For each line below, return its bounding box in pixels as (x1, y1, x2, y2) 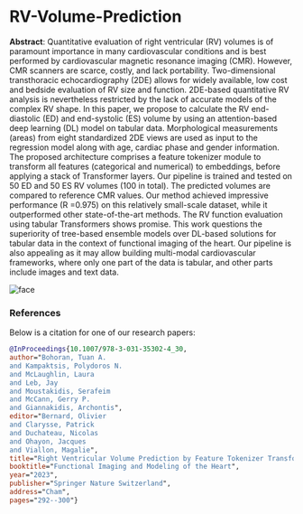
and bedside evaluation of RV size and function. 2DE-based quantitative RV (9, 84, 290, 95)
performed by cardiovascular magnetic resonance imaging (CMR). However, (9, 55, 293, 66)
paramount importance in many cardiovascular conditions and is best (9, 45, 267, 56)
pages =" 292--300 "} (9, 495, 78, 505)
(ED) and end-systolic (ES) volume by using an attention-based (41, 113, 278, 124)
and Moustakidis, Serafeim (9, 387, 111, 396)
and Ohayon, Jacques (9, 436, 87, 446)
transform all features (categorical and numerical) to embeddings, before (9, 161, 281, 172)
